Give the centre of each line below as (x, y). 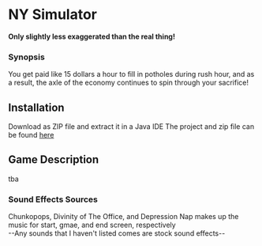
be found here (31, 135)
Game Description (54, 160)
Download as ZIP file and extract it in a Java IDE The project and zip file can (131, 127)
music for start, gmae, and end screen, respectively (92, 225)
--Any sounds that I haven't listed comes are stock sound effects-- (117, 233)
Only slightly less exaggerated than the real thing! (92, 36)
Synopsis (26, 57)
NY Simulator (52, 15)
